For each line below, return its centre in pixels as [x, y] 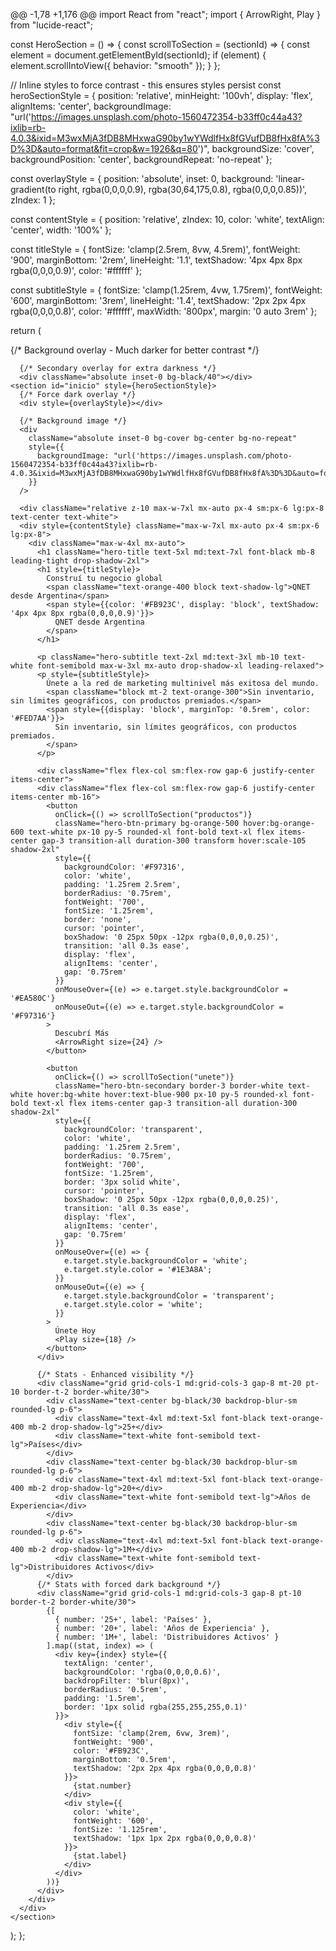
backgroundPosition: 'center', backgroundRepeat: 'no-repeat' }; [141, 159]
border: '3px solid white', [122, 1182]
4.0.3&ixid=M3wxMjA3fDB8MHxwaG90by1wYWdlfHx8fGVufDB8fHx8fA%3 [165, 138]
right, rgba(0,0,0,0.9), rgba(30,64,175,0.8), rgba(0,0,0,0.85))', [183, 189]
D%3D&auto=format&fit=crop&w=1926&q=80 [104, 148]
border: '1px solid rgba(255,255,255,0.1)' [155, 1707]
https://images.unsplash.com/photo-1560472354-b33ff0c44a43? [166, 117]
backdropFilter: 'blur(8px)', [126, 1681]
